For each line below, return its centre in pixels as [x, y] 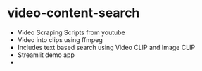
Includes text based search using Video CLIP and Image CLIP [106, 47]
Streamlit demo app [46, 55]
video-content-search [74, 13]
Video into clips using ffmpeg [60, 39]
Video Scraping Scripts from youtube [71, 32]
